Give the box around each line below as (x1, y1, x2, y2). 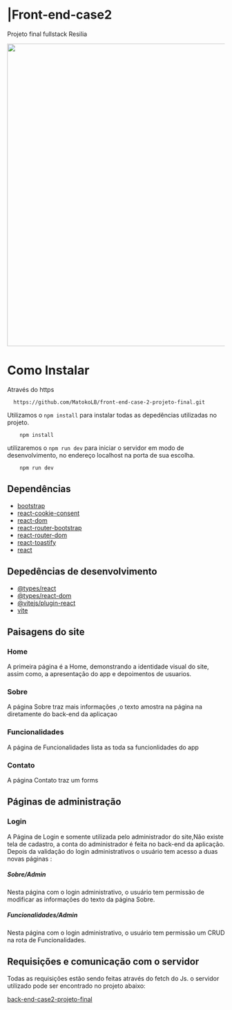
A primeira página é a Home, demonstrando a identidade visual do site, (7, 662, 209, 671)
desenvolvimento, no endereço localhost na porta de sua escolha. (7, 451, 195, 459)
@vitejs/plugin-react (17, 599, 76, 607)
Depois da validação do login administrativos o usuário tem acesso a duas (7, 847, 218, 855)
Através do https (7, 385, 55, 393)
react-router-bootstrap (17, 523, 82, 532)
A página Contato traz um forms (7, 776, 99, 785)
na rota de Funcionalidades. (7, 935, 86, 944)
